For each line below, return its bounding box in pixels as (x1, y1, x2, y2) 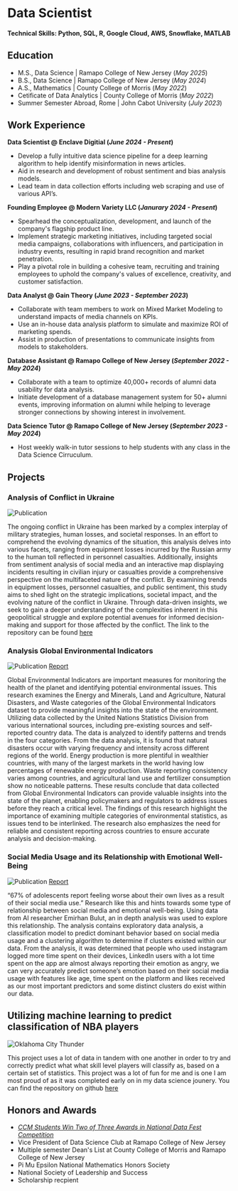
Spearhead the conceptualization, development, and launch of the (17, 217, 212, 225)
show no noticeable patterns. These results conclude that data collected (7, 782, 220, 790)
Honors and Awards (7, 1104, 97, 1116)
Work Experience (7, 119, 86, 131)
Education (7, 50, 54, 62)
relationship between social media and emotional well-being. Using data (7, 906, 219, 915)
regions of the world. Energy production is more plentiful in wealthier (7, 751, 209, 760)
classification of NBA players (7, 1021, 139, 1033)
